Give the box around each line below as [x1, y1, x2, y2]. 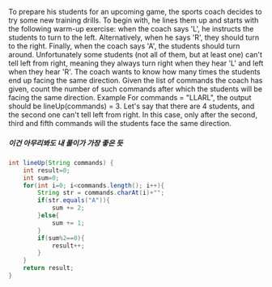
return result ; [23, 264, 74, 272]
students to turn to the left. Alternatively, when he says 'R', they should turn [8, 32, 260, 42]
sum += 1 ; [51, 218, 85, 227]
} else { [37, 212, 60, 220]
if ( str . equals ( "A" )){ [37, 196, 111, 205]
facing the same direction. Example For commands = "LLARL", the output [8, 93, 252, 102]
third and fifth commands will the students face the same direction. [8, 119, 232, 128]
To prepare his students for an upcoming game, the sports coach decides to [8, 7, 262, 16]
